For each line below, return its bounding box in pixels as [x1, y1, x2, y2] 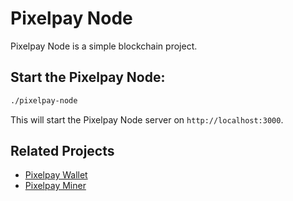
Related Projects [10, 143, 115, 160]
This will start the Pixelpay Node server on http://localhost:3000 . [10, 113, 284, 126]
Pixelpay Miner [24, 180, 87, 192]
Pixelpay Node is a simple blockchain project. [10, 40, 198, 52]
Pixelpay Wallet [24, 169, 88, 181]
